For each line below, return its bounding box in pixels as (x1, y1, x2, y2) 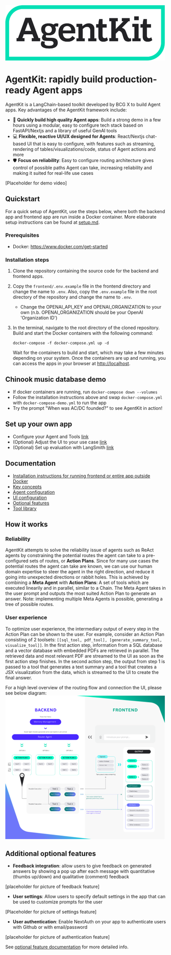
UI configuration (12, 494, 47, 500)
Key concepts (12, 483, 42, 490)
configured (5, 558, 29, 564)
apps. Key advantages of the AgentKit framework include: (5, 107, 127, 113)
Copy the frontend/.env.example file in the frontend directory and (12, 283, 151, 289)
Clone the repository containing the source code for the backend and (12, 268, 159, 274)
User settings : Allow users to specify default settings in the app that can (12, 894, 166, 900)
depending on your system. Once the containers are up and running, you (12, 355, 166, 361)
